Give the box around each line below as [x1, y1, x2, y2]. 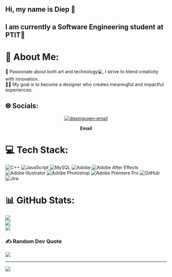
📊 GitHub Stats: [5, 194, 75, 206]
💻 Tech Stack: [5, 144, 69, 155]
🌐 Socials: [5, 102, 39, 110]
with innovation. [5, 75, 39, 82]
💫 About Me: [5, 51, 59, 63]
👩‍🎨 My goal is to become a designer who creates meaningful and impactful [5, 81, 164, 87]
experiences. [5, 87, 33, 93]
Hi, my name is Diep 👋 [5, 5, 76, 14]
